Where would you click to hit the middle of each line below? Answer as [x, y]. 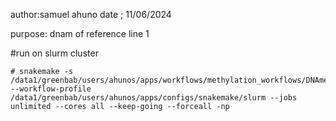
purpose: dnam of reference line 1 [80, 33]
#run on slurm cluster [54, 53]
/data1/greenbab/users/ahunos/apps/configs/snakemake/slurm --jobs [154, 98]
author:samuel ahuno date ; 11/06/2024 [91, 14]
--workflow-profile [51, 89]
